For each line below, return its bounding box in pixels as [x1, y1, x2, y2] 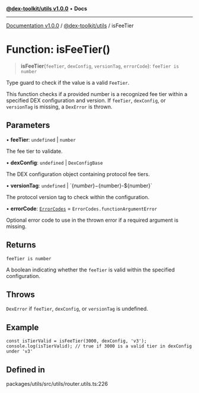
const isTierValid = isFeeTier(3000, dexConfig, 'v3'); [6, 338, 147, 344]
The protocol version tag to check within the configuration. [6, 193, 150, 200]
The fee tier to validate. [6, 148, 63, 155]
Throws [6, 289, 36, 299]
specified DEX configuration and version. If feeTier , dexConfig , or [6, 97, 166, 104]
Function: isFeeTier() [6, 43, 111, 56]
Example [6, 322, 39, 333]
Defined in [6, 365, 46, 375]
